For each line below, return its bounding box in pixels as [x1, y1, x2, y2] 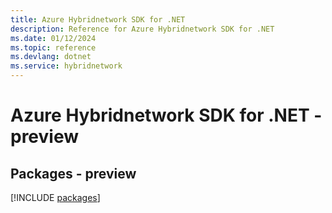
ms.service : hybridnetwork [10, 61, 123, 71]
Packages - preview [10, 165, 137, 182]
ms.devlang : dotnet [10, 52, 92, 62]
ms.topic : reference [10, 42, 97, 53]
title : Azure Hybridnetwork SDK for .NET [10, 14, 186, 25]
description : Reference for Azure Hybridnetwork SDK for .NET [10, 24, 275, 34]
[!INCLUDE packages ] [10, 192, 101, 203]
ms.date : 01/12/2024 [10, 33, 97, 43]
